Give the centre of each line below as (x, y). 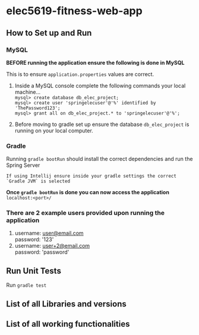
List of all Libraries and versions (66, 304)
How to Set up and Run (49, 33)
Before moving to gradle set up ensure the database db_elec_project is (102, 124)
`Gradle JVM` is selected (38, 181)
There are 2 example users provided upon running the (86, 213)
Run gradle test (26, 285)
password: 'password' (42, 252)
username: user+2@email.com (52, 246)
